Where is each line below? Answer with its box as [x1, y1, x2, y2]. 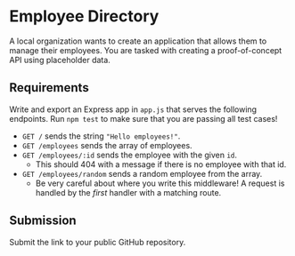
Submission [9, 213, 78, 228]
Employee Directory [9, 6, 160, 27]
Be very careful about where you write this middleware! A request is [35, 178, 285, 188]
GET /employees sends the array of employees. [21, 140, 193, 150]
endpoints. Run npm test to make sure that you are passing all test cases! [9, 113, 278, 124]
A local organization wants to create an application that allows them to [9, 36, 267, 46]
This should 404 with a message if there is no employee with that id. [35, 158, 287, 170]
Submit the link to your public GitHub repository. [9, 236, 186, 247]
